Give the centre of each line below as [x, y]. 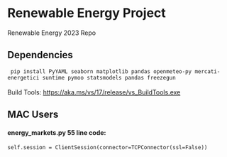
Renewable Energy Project [87, 13]
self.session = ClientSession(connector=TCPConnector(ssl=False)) [107, 148]
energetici [23, 77]
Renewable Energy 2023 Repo [52, 33]
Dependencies [40, 55]
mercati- [207, 71]
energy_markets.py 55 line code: [57, 132]
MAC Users [33, 115]
